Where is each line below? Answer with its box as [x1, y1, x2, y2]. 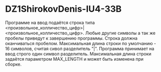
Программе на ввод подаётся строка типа [5, 20, 95, 25]
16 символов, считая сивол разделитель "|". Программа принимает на [5, 46, 155, 51]
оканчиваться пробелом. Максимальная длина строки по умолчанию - [5, 40, 157, 46]
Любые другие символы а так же [85, 30, 156, 36]
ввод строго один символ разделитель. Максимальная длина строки [5, 50, 152, 57]
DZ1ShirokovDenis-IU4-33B [5, 3, 122, 15]
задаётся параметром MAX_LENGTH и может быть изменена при [5, 56, 144, 62]
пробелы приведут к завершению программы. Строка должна [5, 35, 138, 41]
